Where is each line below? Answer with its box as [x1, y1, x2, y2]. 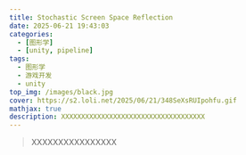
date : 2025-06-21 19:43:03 [9, 21, 110, 30]
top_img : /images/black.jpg [9, 87, 114, 96]
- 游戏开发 [17, 71, 53, 80]
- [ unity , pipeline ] [17, 46, 94, 55]
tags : [9, 54, 29, 63]
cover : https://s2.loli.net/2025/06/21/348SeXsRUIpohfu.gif [9, 95, 238, 105]
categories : [9, 29, 53, 38]
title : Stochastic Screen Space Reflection [9, 12, 174, 22]
